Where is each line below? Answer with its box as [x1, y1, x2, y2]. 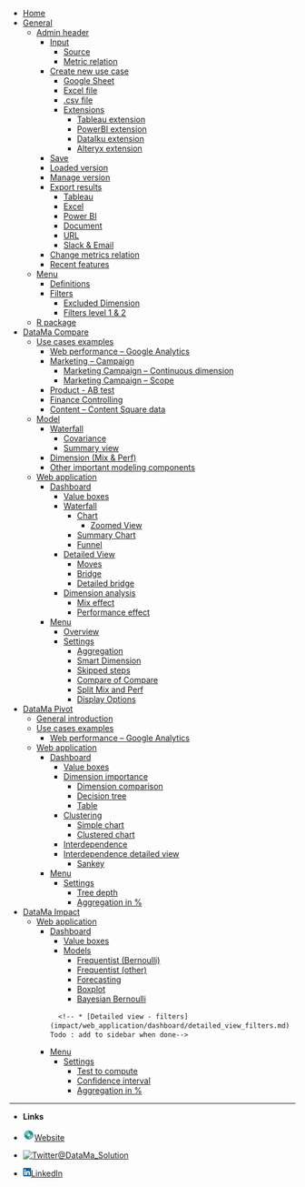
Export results [49, 182, 103, 192]
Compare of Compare [76, 675, 159, 685]
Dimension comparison [76, 781, 163, 791]
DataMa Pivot [22, 704, 74, 714]
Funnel [76, 539, 103, 549]
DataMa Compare [22, 327, 89, 337]
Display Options [76, 694, 136, 704]
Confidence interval [76, 1075, 152, 1086]
